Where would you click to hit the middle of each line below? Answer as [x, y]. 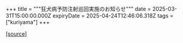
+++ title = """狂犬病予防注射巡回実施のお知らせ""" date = [78, 9]
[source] [16, 34]
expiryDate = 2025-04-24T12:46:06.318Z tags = [113, 16]
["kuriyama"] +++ [28, 22]
